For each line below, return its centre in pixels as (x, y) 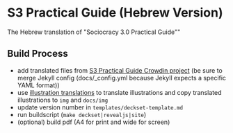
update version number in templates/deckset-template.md (100, 107)
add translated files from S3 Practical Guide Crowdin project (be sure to (120, 70)
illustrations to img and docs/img (63, 100)
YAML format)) (38, 85)
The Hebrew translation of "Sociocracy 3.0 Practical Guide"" (94, 32)
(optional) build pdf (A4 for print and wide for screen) (94, 122)
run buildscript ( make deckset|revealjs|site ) (82, 114)
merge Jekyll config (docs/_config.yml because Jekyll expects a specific (122, 78)
